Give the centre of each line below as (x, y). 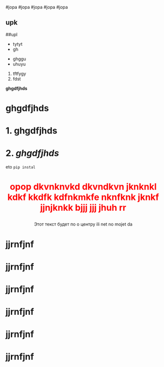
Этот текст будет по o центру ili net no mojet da (83, 224)
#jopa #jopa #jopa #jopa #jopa (37, 7)
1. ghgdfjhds (32, 131)
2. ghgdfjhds (33, 153)
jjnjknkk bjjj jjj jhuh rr (83, 208)
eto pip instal (21, 167)
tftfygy (19, 73)
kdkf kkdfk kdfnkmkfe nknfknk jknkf (83, 197)
